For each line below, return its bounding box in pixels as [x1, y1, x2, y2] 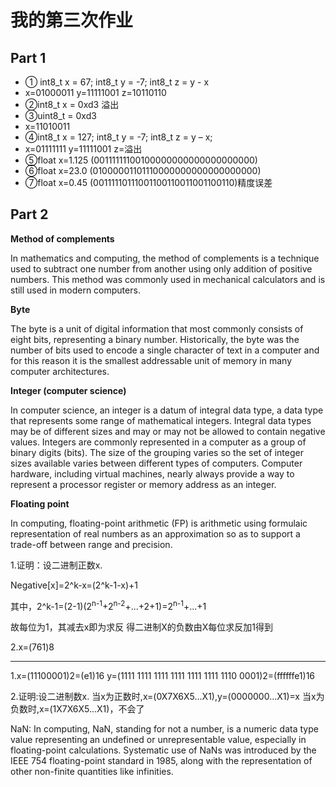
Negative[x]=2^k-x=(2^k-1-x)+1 [10, 579, 138, 591]
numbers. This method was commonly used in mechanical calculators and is [10, 273, 326, 285]
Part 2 [10, 206, 49, 223]
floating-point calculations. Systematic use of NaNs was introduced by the [10, 744, 317, 756]
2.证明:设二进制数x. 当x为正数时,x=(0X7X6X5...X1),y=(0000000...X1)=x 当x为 [10, 691, 325, 703]
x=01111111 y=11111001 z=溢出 [24, 143, 143, 155]
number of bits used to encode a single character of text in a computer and [10, 344, 320, 356]
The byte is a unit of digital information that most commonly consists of [10, 322, 304, 335]
